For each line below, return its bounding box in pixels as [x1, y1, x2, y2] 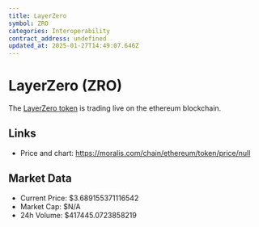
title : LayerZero [8, 11, 67, 20]
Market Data [8, 171, 72, 186]
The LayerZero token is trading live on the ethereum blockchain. [8, 103, 222, 113]
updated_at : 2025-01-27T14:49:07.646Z [8, 42, 139, 50]
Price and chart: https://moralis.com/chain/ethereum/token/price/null [19, 148, 251, 158]
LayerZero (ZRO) [8, 77, 123, 95]
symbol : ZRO [8, 19, 49, 27]
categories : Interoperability [8, 27, 111, 35]
